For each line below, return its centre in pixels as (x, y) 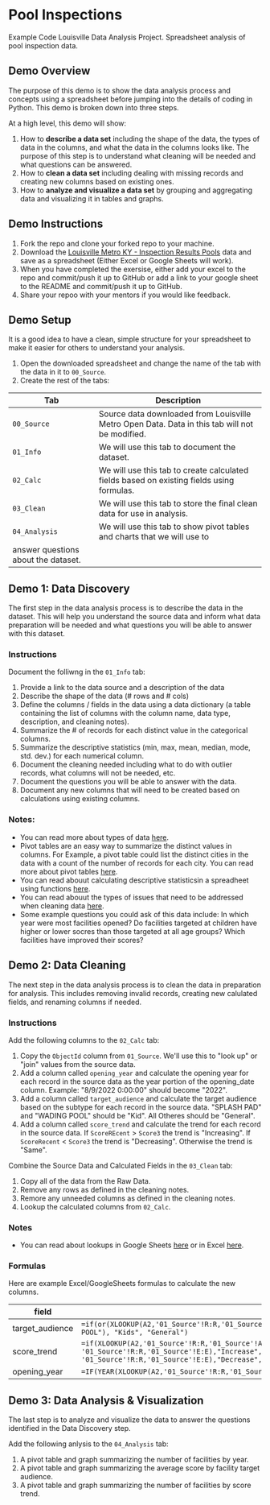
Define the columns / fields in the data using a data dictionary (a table (135, 705)
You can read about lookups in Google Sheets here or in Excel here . (132, 1245)
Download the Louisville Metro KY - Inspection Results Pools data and (135, 252)
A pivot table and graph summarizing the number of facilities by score (135, 1485)
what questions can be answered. (76, 164)
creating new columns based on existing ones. (97, 181)
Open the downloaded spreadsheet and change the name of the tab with (140, 363)
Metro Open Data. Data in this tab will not (176, 424)
